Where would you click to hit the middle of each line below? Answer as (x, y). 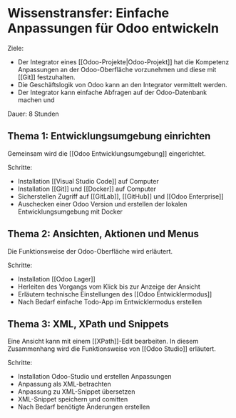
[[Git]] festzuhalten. (47, 77)
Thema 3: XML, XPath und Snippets (88, 324)
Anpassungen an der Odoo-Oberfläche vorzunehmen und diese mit (117, 69)
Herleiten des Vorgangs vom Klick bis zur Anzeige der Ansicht (109, 287)
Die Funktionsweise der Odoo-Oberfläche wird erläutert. (90, 251)
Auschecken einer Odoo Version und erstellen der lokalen (102, 204)
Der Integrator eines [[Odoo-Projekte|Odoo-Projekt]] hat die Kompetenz (123, 61)
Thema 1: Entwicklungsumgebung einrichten (109, 136)
